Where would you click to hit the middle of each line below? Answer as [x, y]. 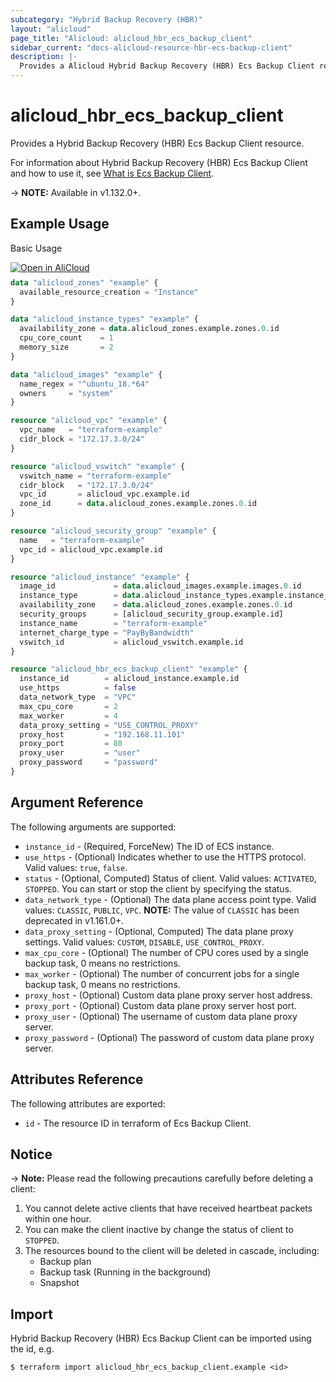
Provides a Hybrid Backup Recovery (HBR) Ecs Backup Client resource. [157, 143]
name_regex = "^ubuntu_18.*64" [84, 384]
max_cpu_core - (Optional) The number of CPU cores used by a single [166, 952]
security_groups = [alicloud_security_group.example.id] [151, 614]
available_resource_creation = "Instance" [109, 292]
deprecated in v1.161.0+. [74, 920]
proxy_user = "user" [80, 753]
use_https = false [78, 688]
